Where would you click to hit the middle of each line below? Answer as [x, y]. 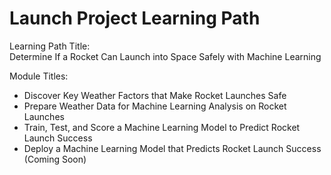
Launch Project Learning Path [135, 18]
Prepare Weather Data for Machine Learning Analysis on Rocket [155, 106]
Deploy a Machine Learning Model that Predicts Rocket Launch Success [172, 148]
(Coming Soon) [55, 159]
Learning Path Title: [50, 46]
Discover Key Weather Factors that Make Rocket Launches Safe [155, 95]
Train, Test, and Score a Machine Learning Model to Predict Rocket [162, 127]
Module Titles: [39, 76]
